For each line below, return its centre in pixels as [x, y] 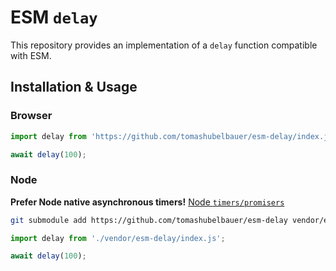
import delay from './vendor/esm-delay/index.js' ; [118, 238]
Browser [31, 116]
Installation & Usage [74, 87]
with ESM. [31, 55]
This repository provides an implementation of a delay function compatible [164, 45]
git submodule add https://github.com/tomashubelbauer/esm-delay [149, 220]
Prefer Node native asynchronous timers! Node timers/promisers [147, 202]
